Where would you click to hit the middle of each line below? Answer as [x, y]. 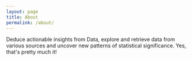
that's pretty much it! [32, 52]
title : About [22, 17]
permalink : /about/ [30, 23]
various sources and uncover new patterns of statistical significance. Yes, [96, 46]
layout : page [22, 12]
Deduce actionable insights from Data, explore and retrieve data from [91, 40]
